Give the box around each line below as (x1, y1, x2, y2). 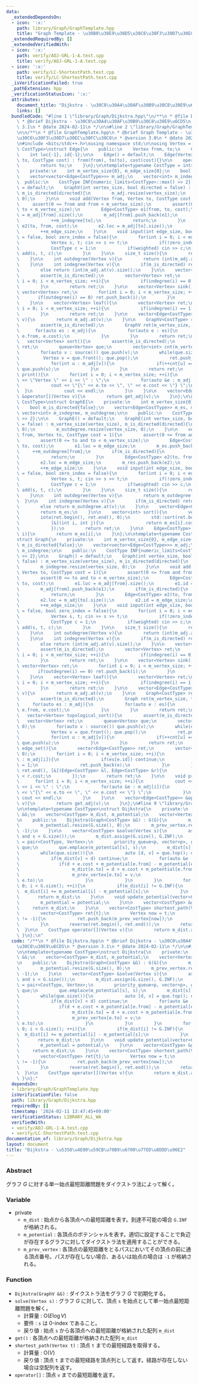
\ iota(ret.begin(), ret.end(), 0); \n (16, 515, 131, 520)
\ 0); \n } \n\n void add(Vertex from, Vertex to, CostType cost (16, 196, 192, 202)
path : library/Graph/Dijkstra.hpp (11, 1098, 96, 1104)
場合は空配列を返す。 (23, 1364, 75, 1371)
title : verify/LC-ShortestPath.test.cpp (16, 75, 117, 80)
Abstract (6, 1166, 32, 1175)
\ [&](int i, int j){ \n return (16, 520, 162, 526)
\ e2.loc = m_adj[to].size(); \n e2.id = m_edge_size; (16, 597, 189, 603)
